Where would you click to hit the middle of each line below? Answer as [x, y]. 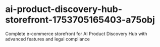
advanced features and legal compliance [47, 39]
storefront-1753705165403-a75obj [80, 20]
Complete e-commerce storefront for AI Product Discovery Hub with [76, 33]
